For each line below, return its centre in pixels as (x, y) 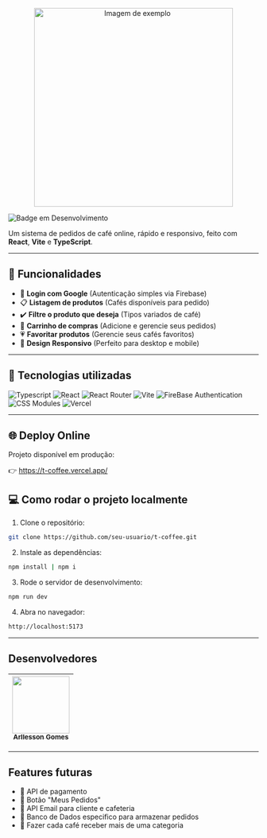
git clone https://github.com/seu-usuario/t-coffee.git (103, 537)
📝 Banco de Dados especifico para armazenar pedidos (109, 817)
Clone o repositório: (52, 523)
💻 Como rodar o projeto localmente (98, 500)
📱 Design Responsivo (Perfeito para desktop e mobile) (110, 343)
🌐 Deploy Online (49, 436)
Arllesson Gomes (41, 737)
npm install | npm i (43, 567)
